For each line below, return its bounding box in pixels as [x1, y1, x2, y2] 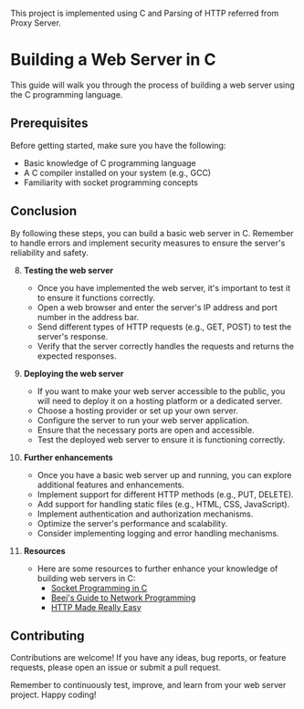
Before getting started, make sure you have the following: [10, 140, 226, 151]
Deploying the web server [23, 368, 124, 379]
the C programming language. [10, 89, 123, 99]
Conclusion [10, 203, 78, 219]
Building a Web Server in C [10, 49, 216, 70]
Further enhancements [23, 452, 113, 463]
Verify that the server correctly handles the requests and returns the [37, 340, 295, 351]
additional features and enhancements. [37, 479, 185, 490]
